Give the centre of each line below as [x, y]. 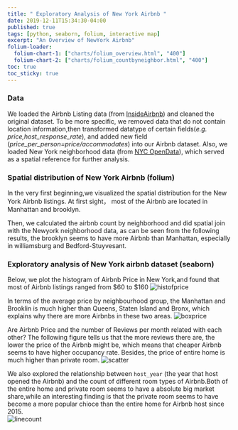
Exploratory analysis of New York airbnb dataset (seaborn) [111, 264]
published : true [31, 27]
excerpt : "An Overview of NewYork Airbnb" [71, 41]
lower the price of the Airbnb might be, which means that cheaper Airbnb [114, 345]
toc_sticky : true [33, 73]
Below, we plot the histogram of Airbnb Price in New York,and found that [114, 280]
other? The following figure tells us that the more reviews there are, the [111, 338]
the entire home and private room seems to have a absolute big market [111, 389]
